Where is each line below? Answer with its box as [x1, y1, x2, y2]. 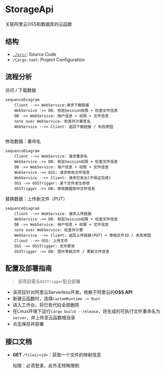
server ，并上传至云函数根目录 [12, 315, 75, 321]
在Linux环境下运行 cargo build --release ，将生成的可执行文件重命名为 [12, 308, 160, 315]
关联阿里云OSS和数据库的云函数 [5, 21, 72, 27]
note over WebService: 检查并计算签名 [14, 118, 91, 124]
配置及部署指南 [5, 264, 52, 272]
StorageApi [5, 4, 54, 15]
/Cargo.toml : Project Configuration [12, 56, 85, 63]
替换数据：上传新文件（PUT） [5, 196, 68, 202]
